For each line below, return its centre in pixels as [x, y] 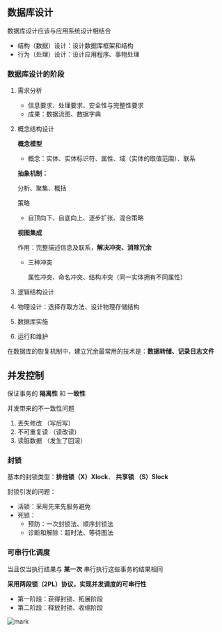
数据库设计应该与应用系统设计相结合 [59, 31]
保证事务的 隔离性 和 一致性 [46, 393]
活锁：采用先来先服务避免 [54, 506]
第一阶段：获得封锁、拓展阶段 [60, 599]
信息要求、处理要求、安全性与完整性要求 [86, 105]
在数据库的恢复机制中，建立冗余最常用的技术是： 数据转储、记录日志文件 [111, 352]
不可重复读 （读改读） [49, 432]
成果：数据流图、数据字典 [64, 114]
